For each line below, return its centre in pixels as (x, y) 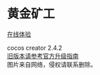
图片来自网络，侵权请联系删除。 (52, 64)
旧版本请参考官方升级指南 (43, 56)
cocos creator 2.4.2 (35, 48)
